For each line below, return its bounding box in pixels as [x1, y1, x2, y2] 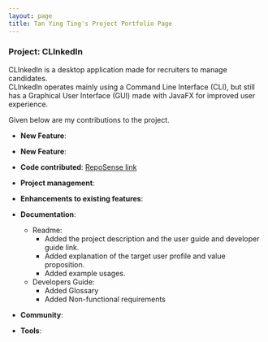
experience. [8, 99, 49, 109]
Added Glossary [44, 285, 99, 295]
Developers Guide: [32, 277, 95, 287]
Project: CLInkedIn [8, 46, 84, 58]
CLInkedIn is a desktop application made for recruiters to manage [8, 64, 227, 74]
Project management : [19, 178, 95, 188]
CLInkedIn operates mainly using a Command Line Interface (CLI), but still [8, 82, 256, 92]
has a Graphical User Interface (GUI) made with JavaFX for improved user [8, 90, 256, 100]
